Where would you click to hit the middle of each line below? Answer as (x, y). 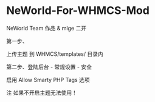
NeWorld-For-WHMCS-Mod (78, 11)
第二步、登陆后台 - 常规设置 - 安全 (49, 67)
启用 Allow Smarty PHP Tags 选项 (48, 80)
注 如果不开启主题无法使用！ (42, 92)
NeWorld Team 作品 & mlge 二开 (46, 28)
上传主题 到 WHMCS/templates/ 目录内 (55, 54)
